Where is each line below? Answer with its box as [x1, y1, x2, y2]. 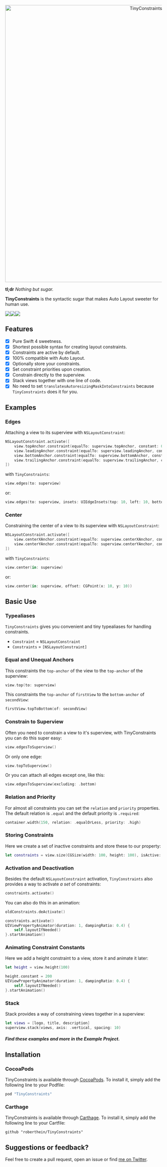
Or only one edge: [5, 753, 42, 759]
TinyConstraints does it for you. [12, 389, 79, 395]
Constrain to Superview [5, 718, 64, 725]
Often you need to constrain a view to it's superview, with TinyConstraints [5, 729, 157, 735]
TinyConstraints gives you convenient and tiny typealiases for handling [5, 623, 152, 630]
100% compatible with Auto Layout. [12, 355, 85, 361]
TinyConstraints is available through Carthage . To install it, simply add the [5, 1115, 156, 1121]
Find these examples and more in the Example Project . [5, 1036, 120, 1042]
